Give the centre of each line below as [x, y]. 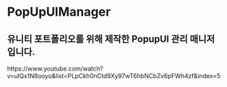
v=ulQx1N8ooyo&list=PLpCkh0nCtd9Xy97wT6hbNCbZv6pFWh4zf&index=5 [114, 76]
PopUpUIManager [59, 12]
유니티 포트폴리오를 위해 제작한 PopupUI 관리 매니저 [111, 39]
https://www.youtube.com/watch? [55, 69]
